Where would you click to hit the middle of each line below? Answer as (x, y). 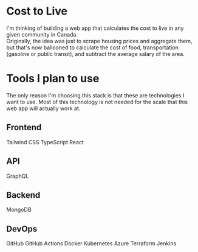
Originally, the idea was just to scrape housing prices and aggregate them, (99, 41)
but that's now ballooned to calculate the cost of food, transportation (93, 47)
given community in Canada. (42, 34)
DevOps (22, 229)
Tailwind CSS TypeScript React (45, 142)
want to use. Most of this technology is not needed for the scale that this (97, 102)
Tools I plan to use (53, 79)
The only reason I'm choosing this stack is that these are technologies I (95, 95)
